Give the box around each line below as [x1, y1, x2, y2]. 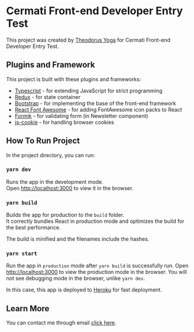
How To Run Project [6, 136, 80, 146]
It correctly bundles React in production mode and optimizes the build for [6, 218, 185, 225]
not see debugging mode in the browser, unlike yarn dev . [6, 274, 145, 282]
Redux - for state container [14, 93, 81, 100]
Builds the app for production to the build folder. [6, 212, 125, 219]
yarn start [6, 250, 37, 257]
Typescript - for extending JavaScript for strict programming [14, 87, 163, 94]
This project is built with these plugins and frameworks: [6, 75, 141, 82]
